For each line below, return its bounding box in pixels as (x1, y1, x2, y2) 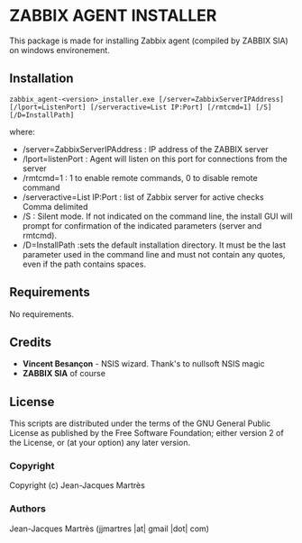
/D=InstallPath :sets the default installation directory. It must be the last (22, 240, 287, 250)
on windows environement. (9, 44, 110, 55)
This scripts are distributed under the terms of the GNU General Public (9, 418, 271, 429)
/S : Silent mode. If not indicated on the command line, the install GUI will (22, 211, 293, 222)
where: (9, 126, 36, 137)
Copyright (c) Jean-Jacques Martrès (9, 480, 146, 491)
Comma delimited (22, 201, 88, 212)
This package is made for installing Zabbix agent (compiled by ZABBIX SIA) (9, 35, 288, 46)
